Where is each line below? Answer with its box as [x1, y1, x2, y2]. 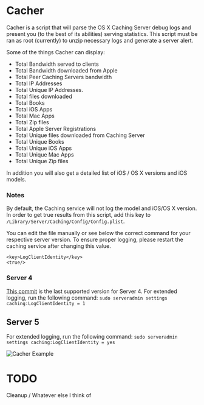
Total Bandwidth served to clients [15, 60, 99, 68]
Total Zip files [15, 118, 50, 125]
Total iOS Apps [15, 105, 53, 113]
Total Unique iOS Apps [15, 144, 72, 152]
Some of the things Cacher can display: [6, 48, 105, 55]
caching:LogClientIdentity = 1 [6, 300, 86, 306]
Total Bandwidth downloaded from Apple [15, 66, 118, 74]
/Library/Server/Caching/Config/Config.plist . [6, 217, 125, 225]
